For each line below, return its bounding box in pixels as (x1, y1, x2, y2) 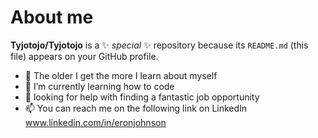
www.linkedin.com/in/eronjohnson (24, 116, 167, 128)
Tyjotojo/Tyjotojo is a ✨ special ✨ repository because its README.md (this (10, 39, 309, 51)
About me (10, 6, 94, 29)
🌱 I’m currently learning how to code (24, 80, 175, 92)
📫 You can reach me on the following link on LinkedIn (24, 102, 248, 114)
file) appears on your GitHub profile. (10, 50, 159, 62)
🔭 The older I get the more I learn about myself (24, 69, 218, 81)
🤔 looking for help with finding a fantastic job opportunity (24, 91, 260, 103)
